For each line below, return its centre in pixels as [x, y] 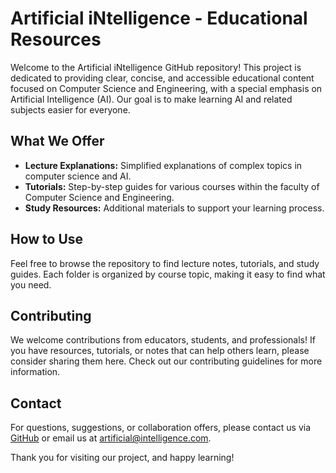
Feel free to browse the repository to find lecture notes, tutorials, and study [165, 263]
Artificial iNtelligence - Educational [159, 18]
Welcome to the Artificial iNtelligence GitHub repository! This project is [156, 67]
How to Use [47, 239]
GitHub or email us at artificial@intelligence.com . [111, 438]
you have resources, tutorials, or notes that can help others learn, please [160, 351]
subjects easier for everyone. [70, 109]
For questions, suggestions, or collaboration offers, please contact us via [161, 428]
